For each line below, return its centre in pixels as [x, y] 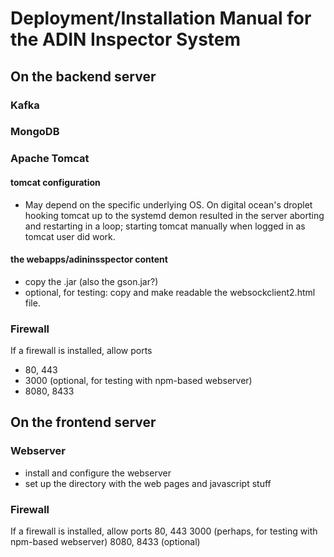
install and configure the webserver [98, 473]
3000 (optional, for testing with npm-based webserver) [138, 381]
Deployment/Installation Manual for [161, 18]
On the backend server [83, 76]
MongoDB [35, 132]
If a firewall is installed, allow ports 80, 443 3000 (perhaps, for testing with [164, 531]
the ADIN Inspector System [126, 39]
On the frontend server [83, 422]
